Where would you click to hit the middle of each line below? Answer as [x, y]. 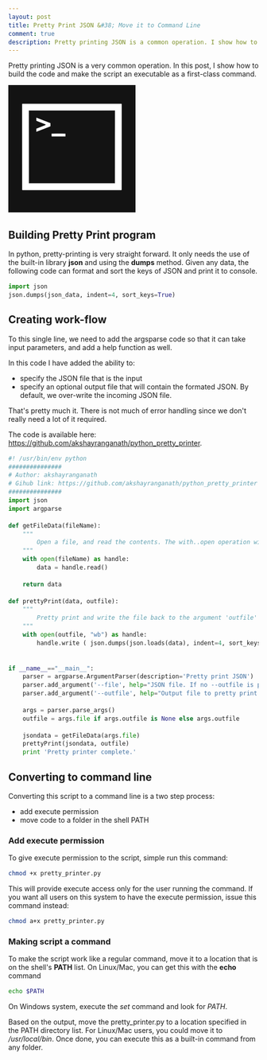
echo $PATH [26, 992]
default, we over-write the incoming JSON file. [96, 395]
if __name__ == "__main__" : [51, 668]
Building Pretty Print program [82, 235]
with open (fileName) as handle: [76, 559]
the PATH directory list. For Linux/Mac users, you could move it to [116, 1031]
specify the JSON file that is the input [81, 378]
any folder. [26, 1047]
